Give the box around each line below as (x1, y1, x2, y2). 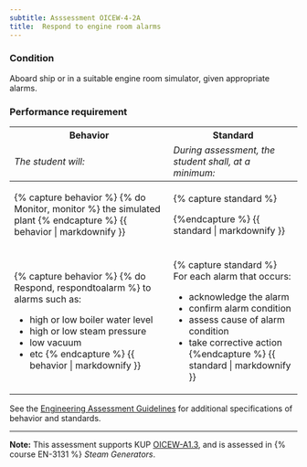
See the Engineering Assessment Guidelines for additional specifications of (9, 403, 293, 414)
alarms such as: (14, 293, 82, 306)
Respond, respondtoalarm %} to (14, 281, 152, 294)
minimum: (173, 166, 216, 179)
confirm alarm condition (188, 302, 291, 315)
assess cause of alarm (188, 313, 286, 326)
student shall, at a (173, 155, 251, 168)
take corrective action (188, 336, 283, 349)
